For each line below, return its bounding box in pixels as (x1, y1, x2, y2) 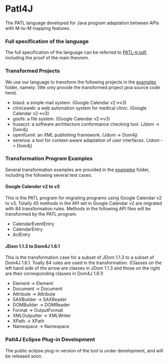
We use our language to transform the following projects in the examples (5, 79, 156, 85)
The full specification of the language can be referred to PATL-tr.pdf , (5, 49, 148, 56)
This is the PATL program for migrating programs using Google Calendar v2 (5, 195, 162, 201)
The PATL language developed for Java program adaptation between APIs (5, 20, 159, 26)
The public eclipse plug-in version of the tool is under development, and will (5, 347, 163, 353)
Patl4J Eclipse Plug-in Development (5, 336, 95, 343)
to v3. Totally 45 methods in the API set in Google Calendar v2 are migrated (5, 200, 162, 207)
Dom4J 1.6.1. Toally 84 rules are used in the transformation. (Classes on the (5, 260, 162, 266)
